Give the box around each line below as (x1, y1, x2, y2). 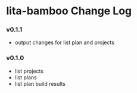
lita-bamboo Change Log (6, 4, 132, 18)
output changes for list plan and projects (14, 39, 115, 46)
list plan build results (14, 80, 66, 87)
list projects (14, 67, 43, 75)
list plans (14, 73, 37, 81)
